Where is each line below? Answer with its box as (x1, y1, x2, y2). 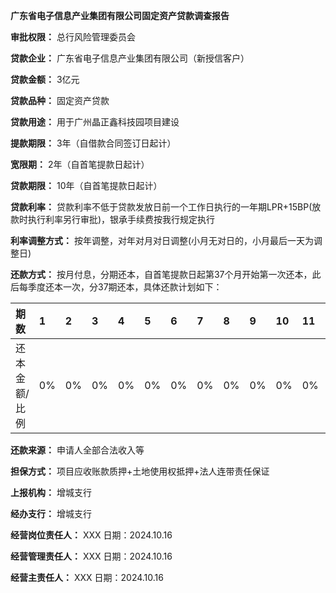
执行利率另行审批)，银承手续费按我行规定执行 (27, 214, 216, 225)
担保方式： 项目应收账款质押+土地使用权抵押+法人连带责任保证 (10, 465, 270, 477)
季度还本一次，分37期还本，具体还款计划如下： (27, 281, 223, 293)
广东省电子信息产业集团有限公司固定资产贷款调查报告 (10, 10, 230, 21)
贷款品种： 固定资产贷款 (10, 95, 110, 106)
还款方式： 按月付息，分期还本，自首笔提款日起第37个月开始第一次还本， (10, 269, 313, 280)
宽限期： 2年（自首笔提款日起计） (10, 159, 150, 170)
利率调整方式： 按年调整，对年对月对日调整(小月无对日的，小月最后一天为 (10, 235, 315, 246)
